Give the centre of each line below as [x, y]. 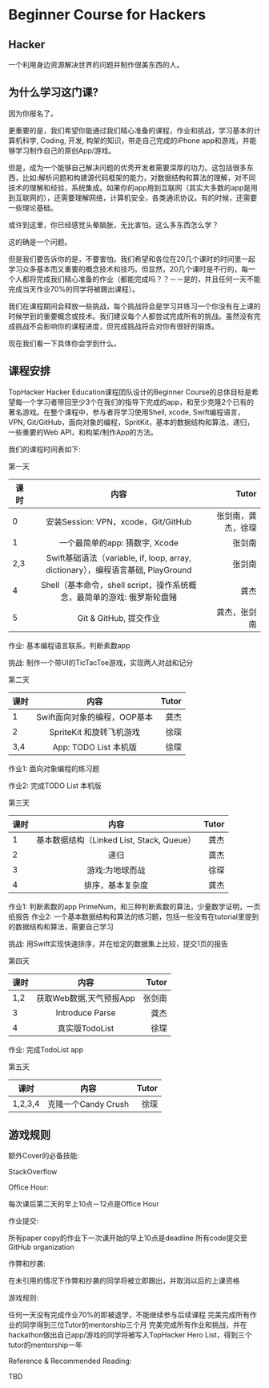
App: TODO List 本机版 [95, 747]
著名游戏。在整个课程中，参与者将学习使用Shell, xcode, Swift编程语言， [126, 412]
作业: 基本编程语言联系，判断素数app [69, 645]
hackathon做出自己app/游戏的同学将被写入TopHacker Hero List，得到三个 [130, 1335]
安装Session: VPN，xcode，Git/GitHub [119, 521]
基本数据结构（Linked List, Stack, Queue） [116, 839]
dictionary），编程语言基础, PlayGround [118, 569]
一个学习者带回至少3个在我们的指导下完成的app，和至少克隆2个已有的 [138, 402]
